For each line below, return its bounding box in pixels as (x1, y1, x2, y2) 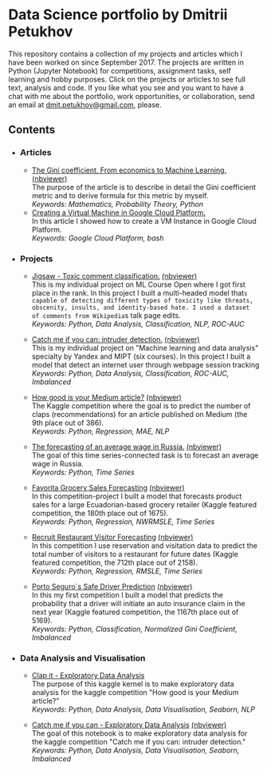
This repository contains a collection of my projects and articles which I (8, 49, 243, 58)
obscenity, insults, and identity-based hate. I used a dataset (31, 304, 250, 312)
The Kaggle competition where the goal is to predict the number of (31, 401, 251, 411)
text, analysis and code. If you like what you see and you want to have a (8, 82, 245, 93)
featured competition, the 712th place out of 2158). (31, 558, 198, 567)
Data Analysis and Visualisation (19, 653, 146, 664)
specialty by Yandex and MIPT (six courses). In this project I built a (31, 351, 251, 361)
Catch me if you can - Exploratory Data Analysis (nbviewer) (31, 720, 227, 730)
